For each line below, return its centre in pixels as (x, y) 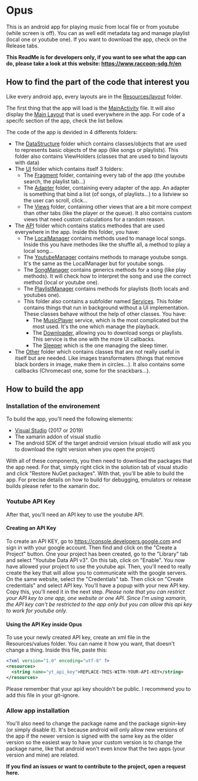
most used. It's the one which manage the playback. (96, 326)
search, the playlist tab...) (54, 181)
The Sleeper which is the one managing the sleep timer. (100, 345)
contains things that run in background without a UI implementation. (106, 307)
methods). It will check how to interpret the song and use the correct (107, 276)
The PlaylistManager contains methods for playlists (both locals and (106, 288)
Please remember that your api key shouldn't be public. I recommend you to (98, 688)
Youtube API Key (31, 501)
